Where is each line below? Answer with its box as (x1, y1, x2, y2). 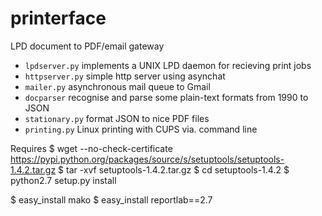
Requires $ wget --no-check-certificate (10, 142, 173, 154)
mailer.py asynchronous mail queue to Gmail (24, 80, 211, 92)
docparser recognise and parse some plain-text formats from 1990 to (24, 91, 309, 103)
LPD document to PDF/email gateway (10, 40, 165, 52)
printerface (10, 7, 107, 30)
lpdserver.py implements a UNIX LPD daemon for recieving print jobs (24, 59, 312, 71)
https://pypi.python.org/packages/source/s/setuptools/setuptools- (10, 153, 285, 165)
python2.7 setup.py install (10, 174, 117, 186)
